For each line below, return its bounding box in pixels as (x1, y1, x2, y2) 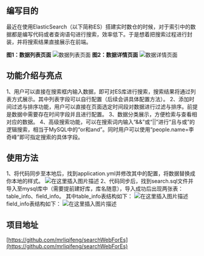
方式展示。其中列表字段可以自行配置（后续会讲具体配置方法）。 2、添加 (11, 95, 189, 103)
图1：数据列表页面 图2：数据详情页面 (6, 51, 138, 58)
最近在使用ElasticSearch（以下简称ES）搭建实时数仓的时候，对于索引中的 (6, 23, 191, 30)
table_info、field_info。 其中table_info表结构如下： (6, 193, 133, 200)
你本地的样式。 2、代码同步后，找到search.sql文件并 (6, 178, 194, 185)
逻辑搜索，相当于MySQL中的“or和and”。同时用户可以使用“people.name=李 (6, 126, 194, 133)
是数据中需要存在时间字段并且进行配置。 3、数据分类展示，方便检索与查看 (6, 110, 192, 118)
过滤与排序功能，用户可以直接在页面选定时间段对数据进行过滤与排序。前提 (11, 103, 198, 110)
